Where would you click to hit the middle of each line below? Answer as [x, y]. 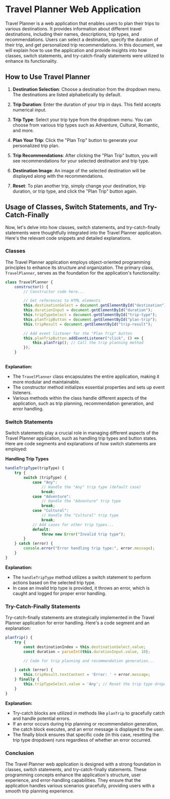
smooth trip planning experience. [40, 791]
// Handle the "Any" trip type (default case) [91, 487]
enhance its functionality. [32, 61]
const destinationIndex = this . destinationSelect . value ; [84, 647]
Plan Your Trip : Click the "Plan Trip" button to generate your [75, 140]
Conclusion [20, 753]
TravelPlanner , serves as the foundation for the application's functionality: [83, 273]
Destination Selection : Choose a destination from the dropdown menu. [87, 89]
